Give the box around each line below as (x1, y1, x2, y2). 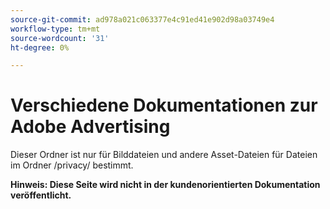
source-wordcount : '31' (10, 33, 110, 43)
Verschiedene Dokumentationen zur (10, 94, 318, 117)
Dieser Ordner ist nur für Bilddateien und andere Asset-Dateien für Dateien (10, 149, 318, 161)
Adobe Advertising (10, 116, 171, 138)
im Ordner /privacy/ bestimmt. (10, 159, 134, 171)
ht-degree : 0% (10, 42, 70, 53)
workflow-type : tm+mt (10, 24, 101, 34)
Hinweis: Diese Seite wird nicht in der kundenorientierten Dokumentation (10, 179, 321, 191)
